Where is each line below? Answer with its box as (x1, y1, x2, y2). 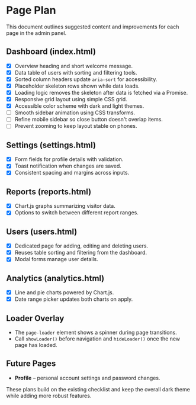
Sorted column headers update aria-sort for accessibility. (14, 75, 158, 83)
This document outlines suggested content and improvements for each (6, 23, 179, 30)
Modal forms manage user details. (14, 256, 99, 263)
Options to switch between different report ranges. (14, 209, 139, 216)
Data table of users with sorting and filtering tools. (14, 69, 137, 76)
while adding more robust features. (6, 392, 92, 399)
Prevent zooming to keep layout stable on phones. (14, 123, 137, 130)
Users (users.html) (6, 226, 78, 237)
